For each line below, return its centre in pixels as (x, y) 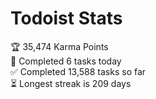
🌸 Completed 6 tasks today (66, 61)
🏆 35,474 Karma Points (59, 46)
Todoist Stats (66, 18)
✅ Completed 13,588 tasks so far (78, 71)
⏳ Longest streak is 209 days (71, 83)
